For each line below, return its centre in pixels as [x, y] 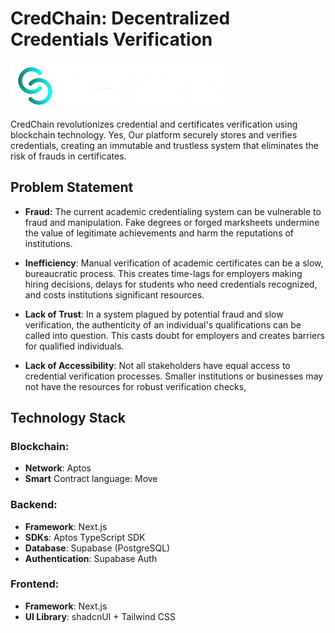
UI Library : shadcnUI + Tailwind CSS [100, 616]
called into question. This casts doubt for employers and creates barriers [174, 335]
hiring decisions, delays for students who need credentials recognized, [171, 284]
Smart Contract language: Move [91, 479]
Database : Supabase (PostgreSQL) [97, 548]
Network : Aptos [58, 468]
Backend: [34, 505]
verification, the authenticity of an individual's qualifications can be [163, 324]
